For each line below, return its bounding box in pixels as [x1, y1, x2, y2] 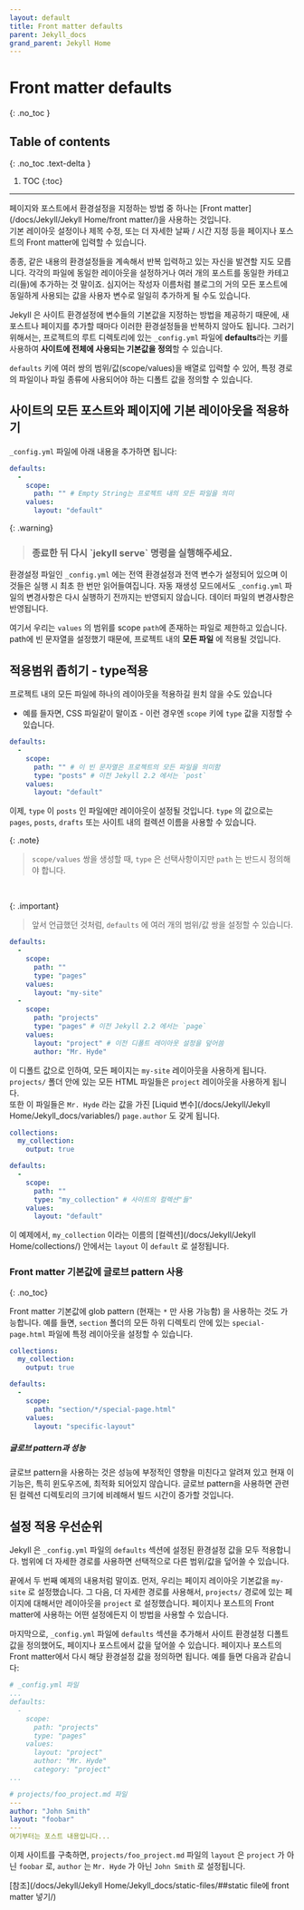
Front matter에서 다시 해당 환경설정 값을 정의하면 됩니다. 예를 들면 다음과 [9, 1652, 268, 1662]
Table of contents [9, 133, 110, 150]
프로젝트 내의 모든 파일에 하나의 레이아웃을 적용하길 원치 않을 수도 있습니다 [9, 688, 273, 699]
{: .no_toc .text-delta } [9, 158, 91, 169]
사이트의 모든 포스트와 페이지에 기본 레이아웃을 [9, 403, 253, 418]
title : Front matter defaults [9, 22, 124, 31]
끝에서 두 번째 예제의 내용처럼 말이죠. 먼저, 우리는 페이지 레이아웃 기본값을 [9, 1575, 270, 1586]
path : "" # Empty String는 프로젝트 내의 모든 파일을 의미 [33, 489, 234, 499]
